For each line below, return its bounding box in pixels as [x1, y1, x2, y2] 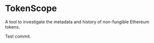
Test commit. [5, 33, 31, 39]
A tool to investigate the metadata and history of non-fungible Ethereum [5, 19, 150, 25]
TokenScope [5, 3, 57, 14]
